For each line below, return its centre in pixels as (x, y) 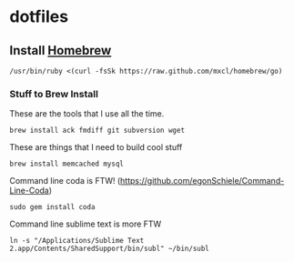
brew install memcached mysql (67, 164)
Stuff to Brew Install (54, 94)
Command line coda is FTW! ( (65, 181)
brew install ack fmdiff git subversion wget (97, 131)
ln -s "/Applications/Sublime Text (77, 241)
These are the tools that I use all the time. (87, 114)
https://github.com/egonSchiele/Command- (202, 181)
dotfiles (39, 17)
